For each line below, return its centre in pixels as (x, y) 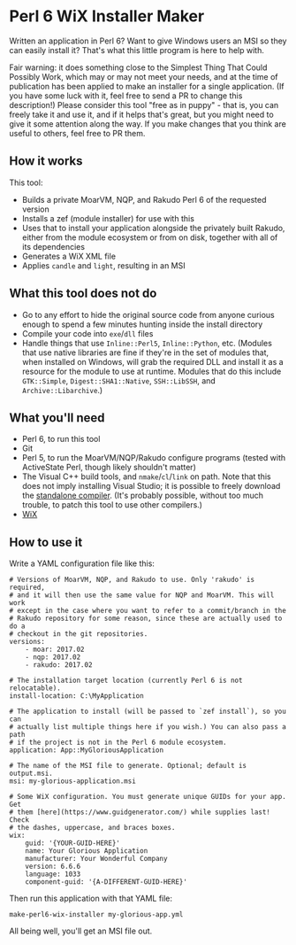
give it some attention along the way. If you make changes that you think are (148, 124)
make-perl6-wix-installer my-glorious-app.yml (96, 915)
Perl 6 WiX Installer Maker (107, 16)
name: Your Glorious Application (87, 851)
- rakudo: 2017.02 (59, 665)
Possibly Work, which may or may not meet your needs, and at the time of (144, 76)
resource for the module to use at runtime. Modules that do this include (152, 371)
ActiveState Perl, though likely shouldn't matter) (109, 468)
